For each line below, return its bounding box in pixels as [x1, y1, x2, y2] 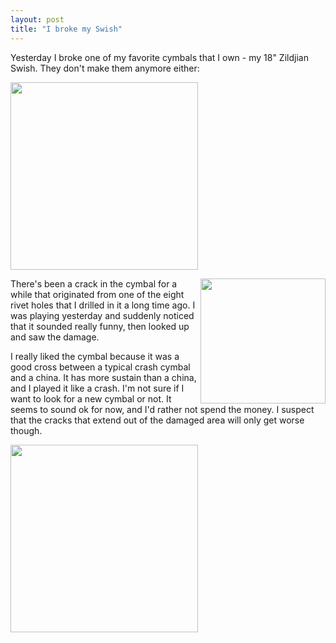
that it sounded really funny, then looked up [10, 320, 190, 332]
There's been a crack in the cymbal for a [10, 277, 178, 290]
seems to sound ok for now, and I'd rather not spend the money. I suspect [10, 403, 315, 415]
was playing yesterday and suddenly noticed [10, 309, 195, 321]
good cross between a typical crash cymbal [10, 361, 191, 373]
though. [10, 424, 43, 436]
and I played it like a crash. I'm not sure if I [10, 382, 185, 394]
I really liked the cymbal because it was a [10, 350, 180, 362]
